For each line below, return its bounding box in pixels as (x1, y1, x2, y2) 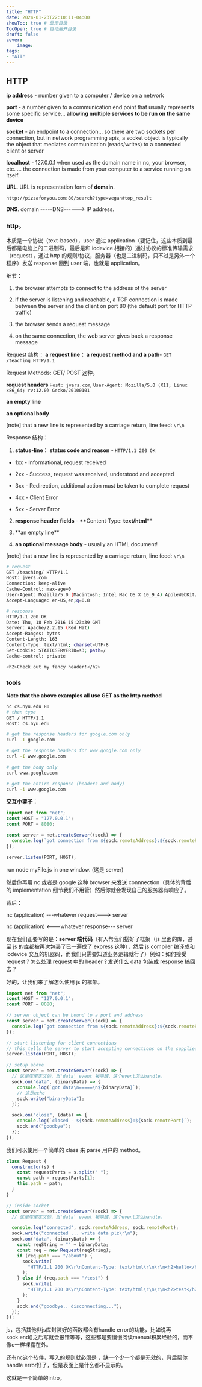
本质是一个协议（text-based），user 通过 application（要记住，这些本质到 (6, 236, 188, 244)
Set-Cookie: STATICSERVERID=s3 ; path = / (6, 647, 106, 653)
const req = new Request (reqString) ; (17, 1247, 112, 1253)
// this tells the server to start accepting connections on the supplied (6, 1045, 198, 1052)
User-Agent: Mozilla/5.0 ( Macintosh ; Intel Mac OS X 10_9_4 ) (6, 592, 163, 598)
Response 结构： (6, 433, 49, 441)
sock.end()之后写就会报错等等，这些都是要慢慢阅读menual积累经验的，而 (6, 1333, 188, 1341)
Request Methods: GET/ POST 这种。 (6, 369, 98, 376)
